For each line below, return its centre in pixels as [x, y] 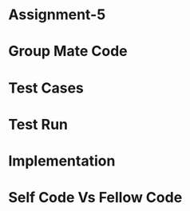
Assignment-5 [57, 15]
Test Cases [46, 88]
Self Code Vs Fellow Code [95, 198]
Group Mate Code [68, 52]
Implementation [62, 161]
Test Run [38, 124]
